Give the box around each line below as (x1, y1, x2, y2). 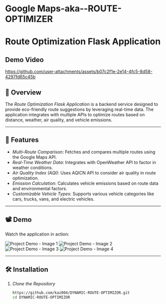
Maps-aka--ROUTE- (37, 3, 122, 14)
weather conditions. (12, 165, 53, 170)
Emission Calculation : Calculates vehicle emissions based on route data (12, 180, 159, 186)
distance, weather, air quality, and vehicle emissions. (5, 117, 113, 123)
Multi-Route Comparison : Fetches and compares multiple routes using (12, 149, 156, 155)
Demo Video (5, 55, 44, 64)
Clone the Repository (12, 281, 55, 287)
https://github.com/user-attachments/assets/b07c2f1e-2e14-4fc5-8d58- (5, 68, 153, 74)
